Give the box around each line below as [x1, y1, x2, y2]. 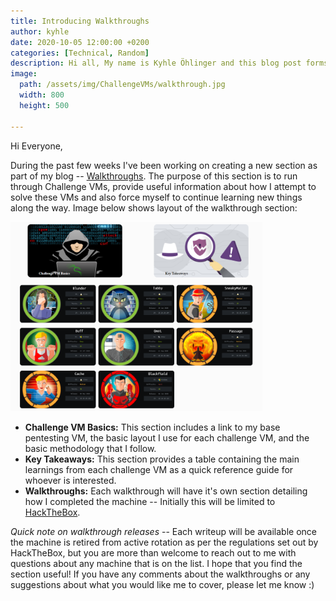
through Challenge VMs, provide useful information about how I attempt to [10, 180, 317, 192]
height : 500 [19, 100, 70, 110]
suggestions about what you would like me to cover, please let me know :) [10, 579, 315, 591]
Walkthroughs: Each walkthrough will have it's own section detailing [24, 485, 308, 497]
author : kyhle [10, 26, 70, 37]
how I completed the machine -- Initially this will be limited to [24, 496, 276, 508]
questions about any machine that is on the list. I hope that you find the [10, 558, 303, 570]
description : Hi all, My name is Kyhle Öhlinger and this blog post [10, 58, 302, 69]
